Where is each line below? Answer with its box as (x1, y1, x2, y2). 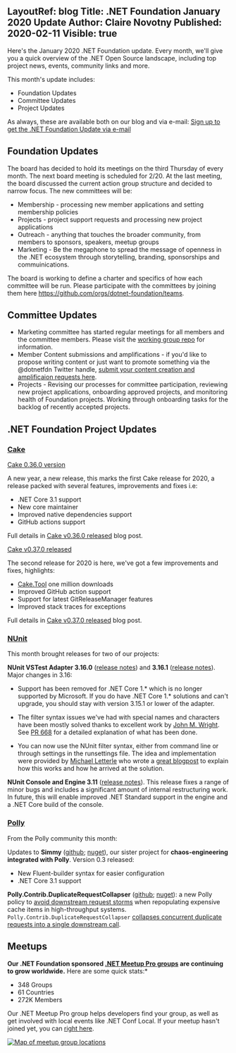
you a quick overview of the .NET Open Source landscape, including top (7, 54, 217, 62)
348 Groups (17, 980, 53, 989)
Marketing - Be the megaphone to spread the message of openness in (17, 245, 222, 253)
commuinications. (17, 260, 70, 269)
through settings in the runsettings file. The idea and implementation (17, 749, 216, 757)
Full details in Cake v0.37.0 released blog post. (7, 616, 142, 625)
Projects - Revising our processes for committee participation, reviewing (17, 380, 228, 389)
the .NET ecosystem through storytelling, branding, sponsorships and (17, 252, 220, 261)
